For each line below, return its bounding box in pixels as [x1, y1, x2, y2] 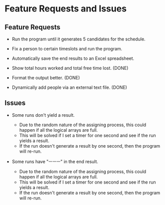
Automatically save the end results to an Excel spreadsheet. [11, 55, 135, 61]
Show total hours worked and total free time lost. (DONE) [11, 65, 129, 71]
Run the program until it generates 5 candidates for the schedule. [11, 36, 146, 42]
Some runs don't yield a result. [11, 112, 75, 118]
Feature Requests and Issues [4, 3, 127, 14]
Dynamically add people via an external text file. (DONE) [11, 84, 127, 90]
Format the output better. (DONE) [11, 75, 80, 80]
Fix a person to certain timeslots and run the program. [11, 46, 123, 51]
